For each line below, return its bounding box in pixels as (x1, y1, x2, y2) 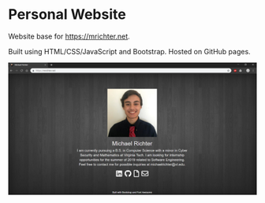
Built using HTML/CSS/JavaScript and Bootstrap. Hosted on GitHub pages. (8, 46, 251, 56)
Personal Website (8, 6, 126, 24)
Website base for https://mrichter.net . (8, 31, 130, 41)
